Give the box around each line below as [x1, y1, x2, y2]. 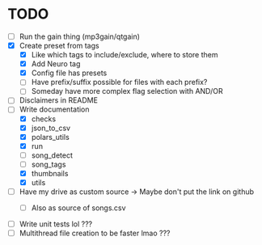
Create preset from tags [19, 41, 99, 50]
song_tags [31, 159, 66, 169]
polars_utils [31, 132, 70, 142]
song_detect [31, 150, 74, 160]
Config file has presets [31, 68, 108, 78]
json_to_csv [31, 123, 70, 133]
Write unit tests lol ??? [19, 219, 93, 229]
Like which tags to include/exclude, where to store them [31, 50, 219, 60]
